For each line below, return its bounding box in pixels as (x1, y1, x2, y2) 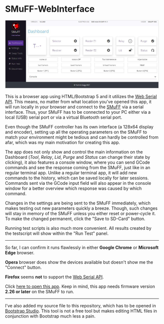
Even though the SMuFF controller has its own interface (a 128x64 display (5, 124, 154, 129)
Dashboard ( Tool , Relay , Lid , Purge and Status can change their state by (5, 154, 150, 160)
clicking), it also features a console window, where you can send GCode (5, 159, 150, 165)
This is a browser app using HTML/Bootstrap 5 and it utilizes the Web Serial (5, 93, 157, 99)
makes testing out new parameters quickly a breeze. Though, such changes (5, 205, 158, 211)
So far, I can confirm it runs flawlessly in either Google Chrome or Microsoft (5, 244, 159, 250)
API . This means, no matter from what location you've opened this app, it (5, 99, 152, 104)
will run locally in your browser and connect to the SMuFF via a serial (5, 104, 144, 110)
